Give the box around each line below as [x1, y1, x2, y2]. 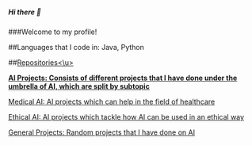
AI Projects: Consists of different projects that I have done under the [8, 73, 238, 82]
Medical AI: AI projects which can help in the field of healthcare [8, 97, 216, 106]
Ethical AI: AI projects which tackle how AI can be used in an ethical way [8, 112, 244, 121]
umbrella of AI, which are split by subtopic [8, 81, 151, 91]
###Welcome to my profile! [8, 27, 97, 36]
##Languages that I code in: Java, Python [8, 42, 145, 52]
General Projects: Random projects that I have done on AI [8, 128, 196, 137]
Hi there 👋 [8, 7, 41, 17]
